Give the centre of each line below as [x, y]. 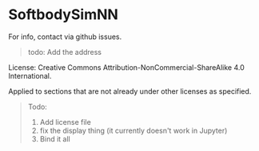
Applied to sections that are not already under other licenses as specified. [130, 91]
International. [30, 75]
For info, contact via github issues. [65, 37]
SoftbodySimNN [63, 15]
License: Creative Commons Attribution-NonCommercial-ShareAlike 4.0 [127, 67]
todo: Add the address [65, 52]
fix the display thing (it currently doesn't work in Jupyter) [133, 130]
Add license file [66, 122]
